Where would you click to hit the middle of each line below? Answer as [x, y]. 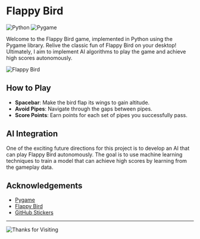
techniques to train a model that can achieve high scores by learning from [97, 161]
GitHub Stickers [34, 213]
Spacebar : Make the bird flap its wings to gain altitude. [82, 102]
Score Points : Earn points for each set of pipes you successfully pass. [101, 115]
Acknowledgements [44, 185]
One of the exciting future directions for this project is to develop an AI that [98, 148]
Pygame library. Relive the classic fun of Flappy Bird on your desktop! [91, 45]
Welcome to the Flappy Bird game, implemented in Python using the [89, 39]
